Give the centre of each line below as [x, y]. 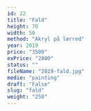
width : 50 [21, 33]
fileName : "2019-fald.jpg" [46, 71]
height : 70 [23, 26]
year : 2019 [23, 46]
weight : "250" [28, 97]
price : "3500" [28, 52]
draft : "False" [29, 84]
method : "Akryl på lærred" [46, 39]
